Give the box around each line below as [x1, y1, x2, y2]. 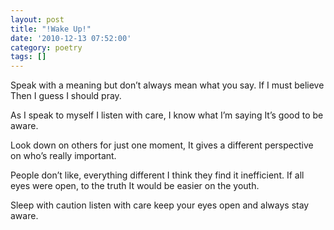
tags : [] [10, 52, 47, 62]
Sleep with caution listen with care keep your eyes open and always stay [10, 199, 310, 211]
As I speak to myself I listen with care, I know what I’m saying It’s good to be [10, 109, 324, 121]
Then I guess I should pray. [10, 90, 122, 102]
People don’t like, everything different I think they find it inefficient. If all [10, 169, 305, 181]
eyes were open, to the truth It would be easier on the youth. [10, 180, 260, 192]
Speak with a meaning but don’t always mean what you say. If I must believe [10, 79, 325, 91]
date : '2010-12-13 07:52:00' [10, 33, 132, 43]
